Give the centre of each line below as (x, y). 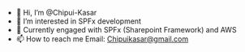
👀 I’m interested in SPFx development (79, 21)
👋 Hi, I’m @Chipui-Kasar (56, 13)
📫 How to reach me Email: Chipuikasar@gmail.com (102, 39)
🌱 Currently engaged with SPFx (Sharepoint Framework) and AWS (126, 30)
